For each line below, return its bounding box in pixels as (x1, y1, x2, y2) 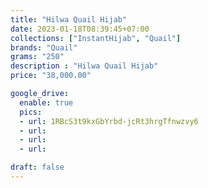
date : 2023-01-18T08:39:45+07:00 (10, 24, 150, 34)
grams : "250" (10, 52, 65, 62)
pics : (19, 107, 43, 117)
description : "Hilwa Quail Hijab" (10, 61, 159, 71)
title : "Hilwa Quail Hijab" (10, 14, 128, 25)
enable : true (19, 97, 74, 108)
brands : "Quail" (10, 42, 78, 53)
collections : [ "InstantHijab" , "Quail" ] (10, 33, 182, 43)
